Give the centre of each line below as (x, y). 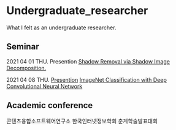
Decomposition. (26, 68)
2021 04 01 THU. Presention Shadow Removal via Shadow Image (88, 61)
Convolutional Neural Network (44, 86)
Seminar (23, 47)
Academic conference (50, 105)
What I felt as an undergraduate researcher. (61, 27)
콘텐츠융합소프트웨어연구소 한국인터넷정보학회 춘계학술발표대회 (82, 121)
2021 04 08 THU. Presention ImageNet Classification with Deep (86, 79)
